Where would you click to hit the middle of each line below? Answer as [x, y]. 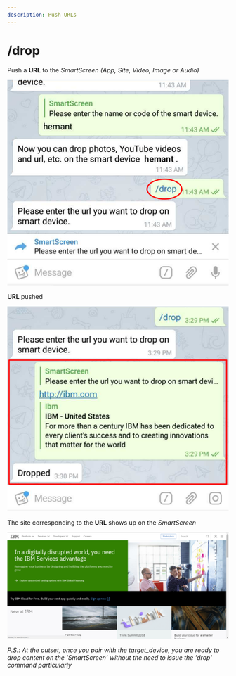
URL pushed [25, 296]
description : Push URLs [42, 15]
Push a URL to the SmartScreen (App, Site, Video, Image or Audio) [103, 70]
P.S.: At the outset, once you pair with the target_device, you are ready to [113, 650]
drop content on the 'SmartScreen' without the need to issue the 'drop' [110, 658]
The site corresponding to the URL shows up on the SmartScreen [102, 522]
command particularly [40, 665]
